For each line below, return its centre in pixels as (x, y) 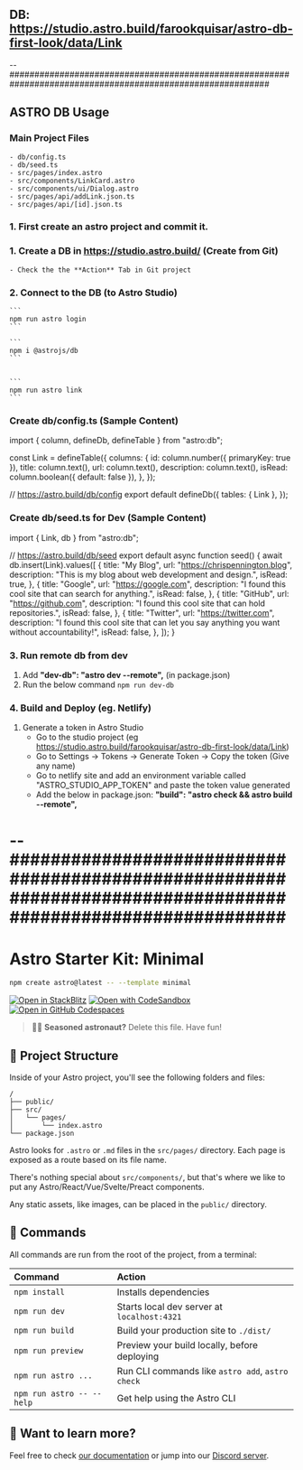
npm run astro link (46, 391)
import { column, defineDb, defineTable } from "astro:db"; (116, 441)
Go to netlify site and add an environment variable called (141, 776)
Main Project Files (50, 138)
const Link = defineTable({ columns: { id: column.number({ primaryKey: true (150, 458)
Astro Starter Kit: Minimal (107, 958)
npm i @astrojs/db (44, 351)
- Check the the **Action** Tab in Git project (101, 270)
